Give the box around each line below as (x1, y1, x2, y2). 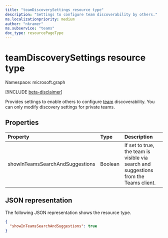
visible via (124, 154, 148, 161)
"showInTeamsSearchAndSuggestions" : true (9, 223, 97, 229)
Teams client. (124, 179, 156, 186)
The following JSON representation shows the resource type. (5, 209, 131, 215)
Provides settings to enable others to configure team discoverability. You (5, 98, 155, 104)
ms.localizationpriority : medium (5, 16, 75, 21)
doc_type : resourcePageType (5, 30, 64, 35)
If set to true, (124, 141, 154, 148)
